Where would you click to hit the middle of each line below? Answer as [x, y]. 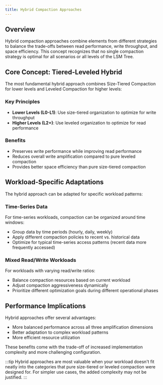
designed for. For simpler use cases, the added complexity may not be [76, 372]
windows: [15, 222]
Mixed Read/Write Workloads [41, 260]
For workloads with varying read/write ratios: [50, 271]
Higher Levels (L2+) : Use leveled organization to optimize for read [79, 123]
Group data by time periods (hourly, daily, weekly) [62, 232]
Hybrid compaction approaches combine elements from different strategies [81, 41]
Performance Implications [46, 306]
